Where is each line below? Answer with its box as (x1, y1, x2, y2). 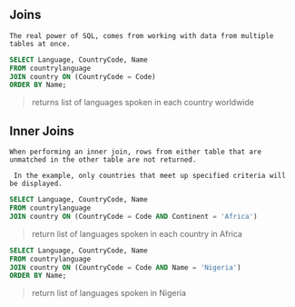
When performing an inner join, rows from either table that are (9, 147, 261, 157)
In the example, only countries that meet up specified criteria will (13, 172, 286, 181)
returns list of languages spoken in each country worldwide (31, 97, 254, 108)
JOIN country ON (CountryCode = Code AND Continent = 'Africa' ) (9, 212, 258, 221)
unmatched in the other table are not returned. (9, 155, 197, 164)
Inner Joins (9, 123, 74, 139)
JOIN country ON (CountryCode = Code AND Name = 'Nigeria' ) (9, 262, 242, 272)
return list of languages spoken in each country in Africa (31, 228, 243, 239)
